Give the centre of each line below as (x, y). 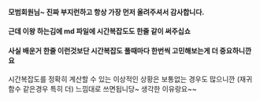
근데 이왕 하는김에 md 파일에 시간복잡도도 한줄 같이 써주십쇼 (100, 31)
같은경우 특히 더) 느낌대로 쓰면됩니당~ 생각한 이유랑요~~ (110, 89)
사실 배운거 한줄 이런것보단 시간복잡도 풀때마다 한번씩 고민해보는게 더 (113, 50)
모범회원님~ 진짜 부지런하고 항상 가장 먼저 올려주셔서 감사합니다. (106, 12)
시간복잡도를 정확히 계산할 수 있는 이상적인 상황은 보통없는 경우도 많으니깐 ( (124, 79)
